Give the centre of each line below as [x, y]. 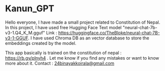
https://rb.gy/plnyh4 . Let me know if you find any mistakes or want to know [82, 58]
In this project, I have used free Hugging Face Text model [63, 27]
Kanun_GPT [30, 9]
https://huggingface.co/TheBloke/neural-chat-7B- [109, 33]
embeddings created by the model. [41, 43]
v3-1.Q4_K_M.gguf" [25, 33]
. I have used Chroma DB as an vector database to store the [89, 38]
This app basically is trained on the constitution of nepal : [63, 53]
